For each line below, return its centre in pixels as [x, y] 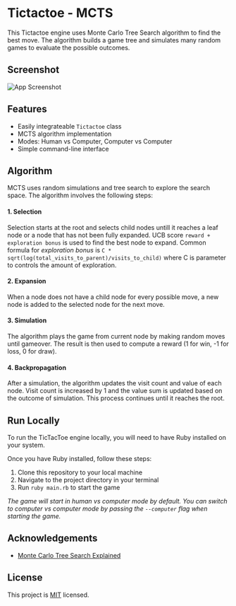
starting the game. [34, 516]
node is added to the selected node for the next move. [86, 304]
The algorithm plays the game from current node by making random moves [116, 336]
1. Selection [25, 211]
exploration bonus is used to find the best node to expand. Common [107, 243]
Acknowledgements [52, 538]
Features [27, 109]
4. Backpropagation [37, 367]
